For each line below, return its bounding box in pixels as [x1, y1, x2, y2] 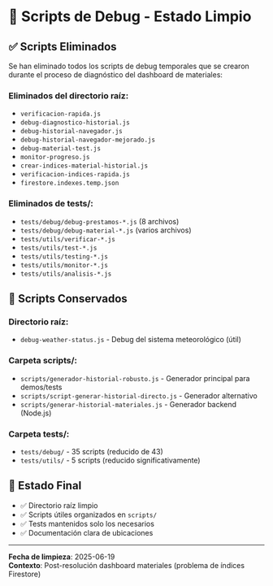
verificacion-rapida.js [19, 110, 102, 119]
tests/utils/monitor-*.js [19, 261, 108, 269]
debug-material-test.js [19, 145, 102, 153]
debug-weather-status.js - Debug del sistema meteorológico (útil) [19, 335, 242, 345]
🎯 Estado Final [8, 479, 82, 493]
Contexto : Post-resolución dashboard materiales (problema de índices [8, 560, 245, 570]
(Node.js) [19, 408, 52, 418]
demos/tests [19, 382, 63, 392]
